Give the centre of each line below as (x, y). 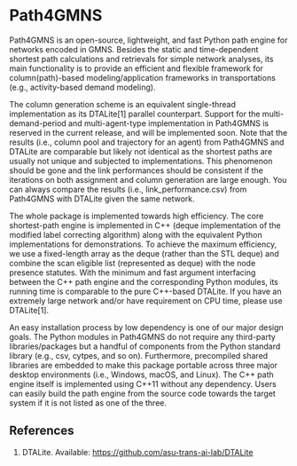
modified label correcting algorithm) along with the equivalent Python (136, 234)
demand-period (38, 123)
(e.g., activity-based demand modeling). (82, 87)
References (42, 431)
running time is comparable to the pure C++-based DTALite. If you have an (145, 291)
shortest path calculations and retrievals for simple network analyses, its (141, 59)
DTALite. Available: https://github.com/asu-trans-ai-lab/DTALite (137, 452)
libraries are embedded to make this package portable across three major (143, 365)
